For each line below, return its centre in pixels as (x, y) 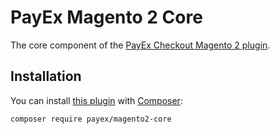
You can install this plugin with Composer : (96, 100)
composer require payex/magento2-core (91, 119)
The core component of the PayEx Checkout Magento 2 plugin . (140, 45)
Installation (46, 76)
